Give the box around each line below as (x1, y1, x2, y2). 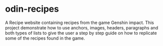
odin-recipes (5, 3, 59, 15)
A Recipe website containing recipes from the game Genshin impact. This (5, 20, 154, 25)
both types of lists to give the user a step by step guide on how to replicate (5, 30, 157, 36)
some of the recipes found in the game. (5, 35, 85, 41)
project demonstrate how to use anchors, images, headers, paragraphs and (5, 24, 159, 30)
